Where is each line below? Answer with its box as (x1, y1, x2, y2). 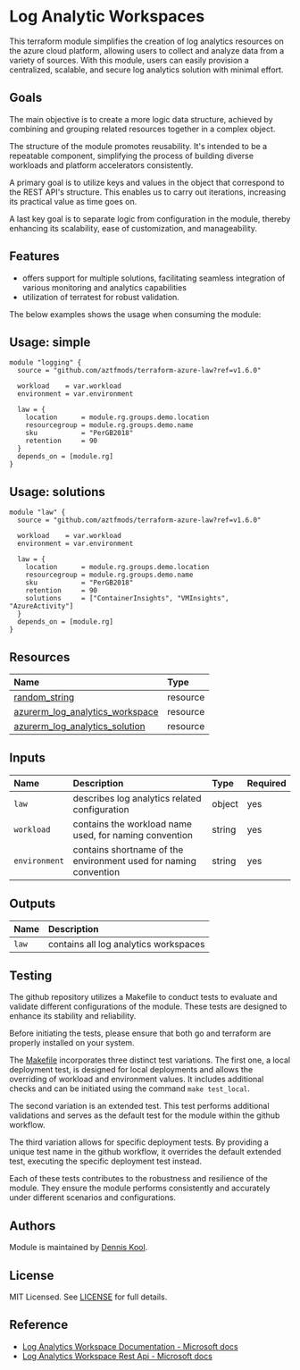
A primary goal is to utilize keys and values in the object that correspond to (9, 177, 285, 188)
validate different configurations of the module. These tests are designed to (9, 1001, 287, 1012)
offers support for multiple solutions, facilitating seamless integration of (21, 273, 286, 283)
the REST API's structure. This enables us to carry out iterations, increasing (9, 186, 287, 198)
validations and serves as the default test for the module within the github (9, 1110, 280, 1121)
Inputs (9, 751, 46, 766)
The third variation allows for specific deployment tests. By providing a (9, 1137, 270, 1147)
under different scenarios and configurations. (9, 1192, 177, 1203)
